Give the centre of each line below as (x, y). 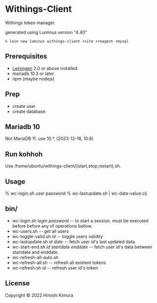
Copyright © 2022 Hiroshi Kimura (39, 295)
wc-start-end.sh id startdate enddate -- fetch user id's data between (82, 247)
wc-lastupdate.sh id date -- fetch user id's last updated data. (74, 241)
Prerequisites (26, 56)
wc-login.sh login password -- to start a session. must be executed (80, 221)
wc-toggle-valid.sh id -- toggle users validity (58, 236)
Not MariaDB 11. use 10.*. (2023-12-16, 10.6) (49, 138)
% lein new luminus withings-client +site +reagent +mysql (67, 41)
